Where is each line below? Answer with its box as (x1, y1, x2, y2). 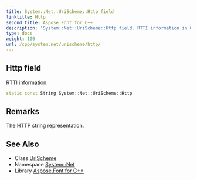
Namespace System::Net (14, 161, 75, 168)
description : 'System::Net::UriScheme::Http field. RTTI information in (6, 25, 188, 31)
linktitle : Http (6, 14, 46, 20)
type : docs (6, 31, 33, 36)
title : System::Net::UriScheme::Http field (6, 8, 114, 15)
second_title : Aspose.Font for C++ (6, 19, 93, 25)
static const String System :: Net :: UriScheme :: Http (6, 90, 133, 96)
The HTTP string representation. (6, 122, 84, 129)
